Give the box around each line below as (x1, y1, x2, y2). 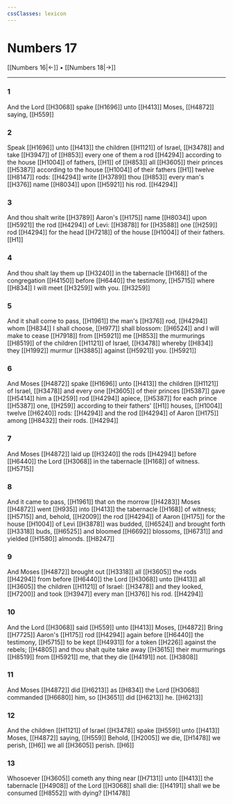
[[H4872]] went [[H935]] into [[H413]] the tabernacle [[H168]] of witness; (7, 505, 216, 513)
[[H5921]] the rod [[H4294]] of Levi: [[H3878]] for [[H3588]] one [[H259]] (7, 220, 218, 230)
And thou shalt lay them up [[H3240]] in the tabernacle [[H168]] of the (7, 268, 208, 277)
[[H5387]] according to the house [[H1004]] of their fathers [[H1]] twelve (7, 166, 215, 174)
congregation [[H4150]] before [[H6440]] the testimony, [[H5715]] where (7, 276, 215, 284)
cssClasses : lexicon (7, 10, 67, 17)
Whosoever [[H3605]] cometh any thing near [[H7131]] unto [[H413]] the (7, 774, 214, 782)
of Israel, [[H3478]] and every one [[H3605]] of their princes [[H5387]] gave (7, 387, 225, 395)
